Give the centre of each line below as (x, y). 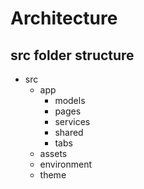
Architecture (64, 18)
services (72, 121)
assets (53, 153)
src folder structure (72, 55)
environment (66, 164)
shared (69, 132)
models (70, 100)
